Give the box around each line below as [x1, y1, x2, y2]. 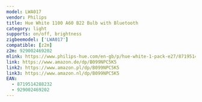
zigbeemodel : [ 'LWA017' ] [6, 37, 69, 43]
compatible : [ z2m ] [6, 43, 52, 49]
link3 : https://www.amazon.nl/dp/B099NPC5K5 [6, 70, 120, 76]
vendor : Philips [6, 14, 47, 20]
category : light [6, 25, 47, 32]
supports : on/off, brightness [6, 31, 82, 37]
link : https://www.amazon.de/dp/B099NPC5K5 [6, 59, 117, 65]
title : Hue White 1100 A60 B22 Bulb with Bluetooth [6, 20, 138, 26]
